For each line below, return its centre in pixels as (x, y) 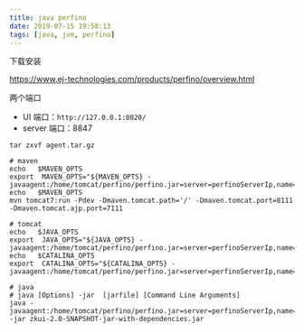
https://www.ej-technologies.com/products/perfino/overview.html (132, 79)
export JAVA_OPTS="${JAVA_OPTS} (72, 240)
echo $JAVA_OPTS (44, 232)
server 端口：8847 (57, 128)
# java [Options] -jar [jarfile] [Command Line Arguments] (125, 295)
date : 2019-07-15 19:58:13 (60, 26)
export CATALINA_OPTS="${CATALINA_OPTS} (89, 264)
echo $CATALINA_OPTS (52, 256)
